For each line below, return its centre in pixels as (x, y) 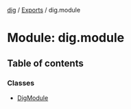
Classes (21, 83)
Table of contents (45, 63)
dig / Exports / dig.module (44, 10)
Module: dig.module (66, 38)
